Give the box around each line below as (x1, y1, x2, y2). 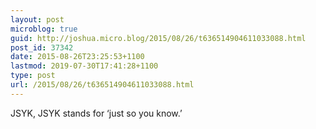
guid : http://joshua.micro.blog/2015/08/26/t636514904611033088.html (10, 33, 307, 43)
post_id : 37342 (10, 42, 74, 53)
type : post (10, 71, 56, 81)
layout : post (10, 14, 65, 25)
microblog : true (10, 24, 78, 34)
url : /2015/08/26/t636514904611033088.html (10, 80, 195, 90)
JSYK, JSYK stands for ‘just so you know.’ (10, 107, 183, 119)
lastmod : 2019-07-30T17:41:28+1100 (10, 61, 159, 71)
